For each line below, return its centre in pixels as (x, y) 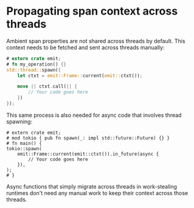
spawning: (19, 121)
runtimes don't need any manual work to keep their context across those (97, 193)
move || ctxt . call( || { (47, 86)
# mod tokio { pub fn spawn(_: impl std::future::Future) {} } (88, 138)
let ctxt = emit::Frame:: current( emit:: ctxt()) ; (80, 75)
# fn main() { (24, 143)
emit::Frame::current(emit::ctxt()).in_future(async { (88, 154)
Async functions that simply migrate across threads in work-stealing (92, 186)
